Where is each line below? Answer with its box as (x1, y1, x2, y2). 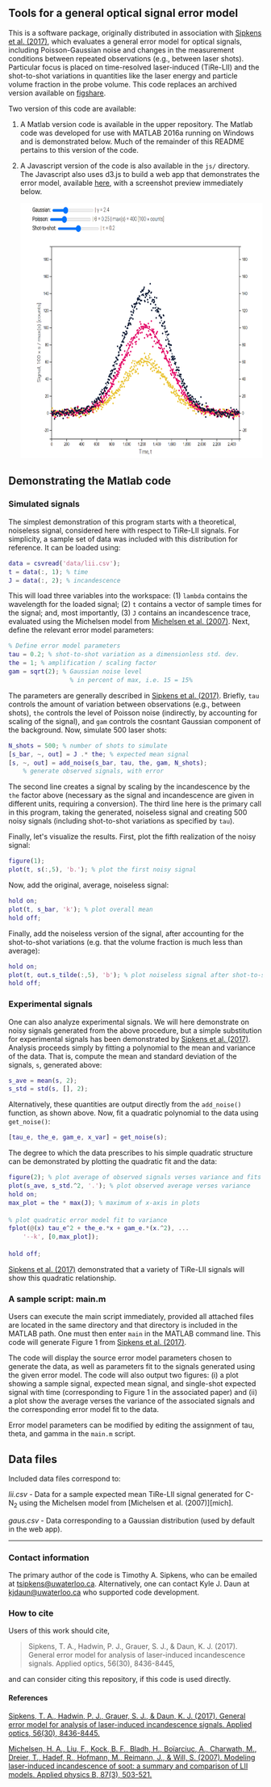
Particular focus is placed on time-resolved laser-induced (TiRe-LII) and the (8, 62, 260, 72)
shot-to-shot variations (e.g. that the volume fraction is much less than (8, 937, 244, 946)
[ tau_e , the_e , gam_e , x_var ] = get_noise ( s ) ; (8, 1133, 168, 1142)
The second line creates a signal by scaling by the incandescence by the (8, 782, 250, 791)
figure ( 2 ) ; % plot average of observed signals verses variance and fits (8, 1174, 262, 1182)
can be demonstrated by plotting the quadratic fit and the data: (8, 1157, 218, 1166)
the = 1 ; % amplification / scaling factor (8, 659, 157, 668)
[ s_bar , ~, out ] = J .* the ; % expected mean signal (8, 750, 190, 758)
